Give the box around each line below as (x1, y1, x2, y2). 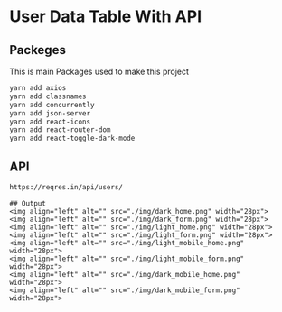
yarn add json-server (9, 108, 91, 118)
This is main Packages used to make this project (9, 66, 190, 77)
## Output (9, 198, 47, 208)
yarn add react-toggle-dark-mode (9, 133, 136, 143)
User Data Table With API (9, 6, 202, 27)
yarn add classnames (9, 92, 88, 101)
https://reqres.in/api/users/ (9, 182, 124, 191)
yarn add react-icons (9, 117, 91, 126)
